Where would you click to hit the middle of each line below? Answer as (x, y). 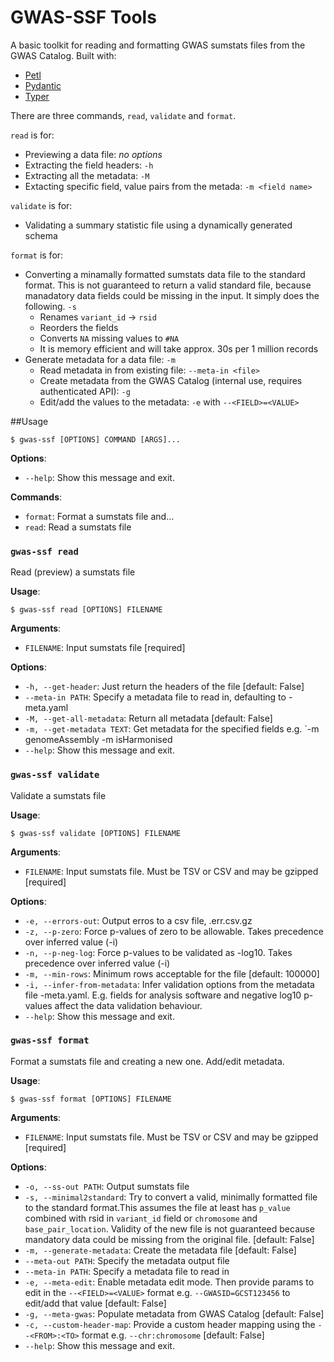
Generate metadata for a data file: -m (100, 359)
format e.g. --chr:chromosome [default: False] (173, 1335)
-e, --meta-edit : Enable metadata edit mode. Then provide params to (169, 1282)
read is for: (32, 135)
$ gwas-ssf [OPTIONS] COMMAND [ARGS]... (96, 439)
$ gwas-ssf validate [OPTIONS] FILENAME (96, 833)
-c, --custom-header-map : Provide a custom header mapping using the (170, 1324)
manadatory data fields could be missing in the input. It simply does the (172, 295)
